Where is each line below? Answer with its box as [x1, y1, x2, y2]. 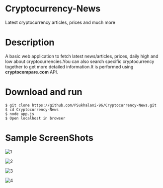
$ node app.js [5, 111, 35, 117]
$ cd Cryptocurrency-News [5, 107, 59, 112]
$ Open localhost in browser [5, 116, 66, 121]
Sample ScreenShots [5, 132, 93, 143]
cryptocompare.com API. [5, 69, 58, 75]
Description [5, 37, 55, 48]
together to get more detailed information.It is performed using [5, 63, 134, 69]
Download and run [5, 86, 83, 98]
